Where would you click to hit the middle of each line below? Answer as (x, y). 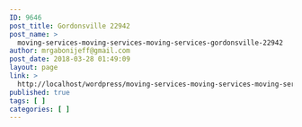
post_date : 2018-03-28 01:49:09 (70, 59)
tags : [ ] (28, 101)
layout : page (34, 68)
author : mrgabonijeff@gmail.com (70, 51)
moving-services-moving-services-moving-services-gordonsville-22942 (150, 42)
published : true (40, 92)
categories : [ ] (40, 109)
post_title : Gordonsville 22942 (70, 26)
